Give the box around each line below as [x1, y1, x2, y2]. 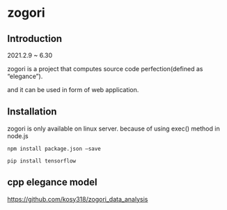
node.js [7, 131, 29, 140]
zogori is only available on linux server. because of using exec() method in [7, 124, 221, 133]
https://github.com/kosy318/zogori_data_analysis [7, 195, 148, 203]
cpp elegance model [7, 177, 97, 188]
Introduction [7, 33, 63, 45]
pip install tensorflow [7, 157, 77, 165]
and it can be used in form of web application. [7, 86, 139, 93]
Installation [7, 106, 57, 118]
